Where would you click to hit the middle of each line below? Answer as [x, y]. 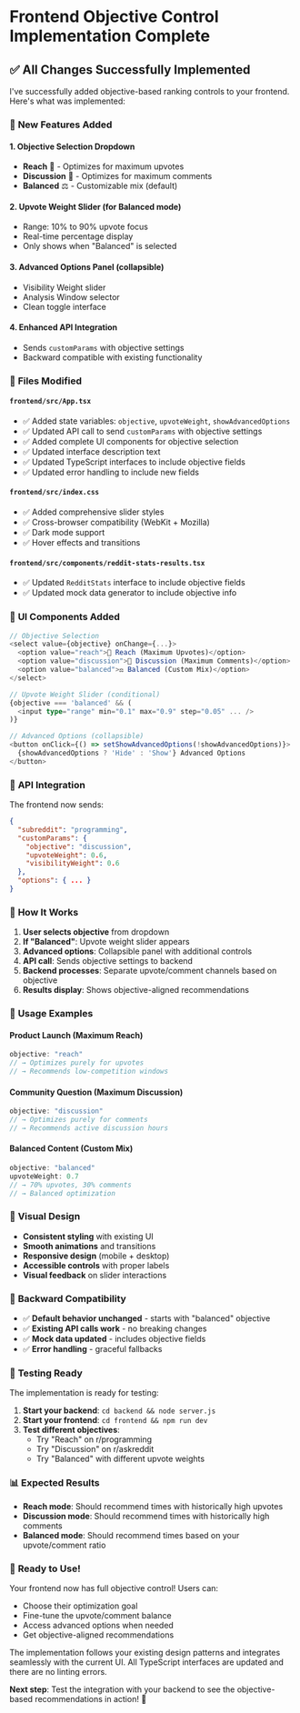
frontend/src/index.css [55, 493]
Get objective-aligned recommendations [98, 1635]
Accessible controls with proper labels [96, 1265]
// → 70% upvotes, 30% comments [70, 1185]
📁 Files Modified [46, 381]
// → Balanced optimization [63, 1193]
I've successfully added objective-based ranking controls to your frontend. [150, 91]
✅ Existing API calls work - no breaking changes [115, 1328]
